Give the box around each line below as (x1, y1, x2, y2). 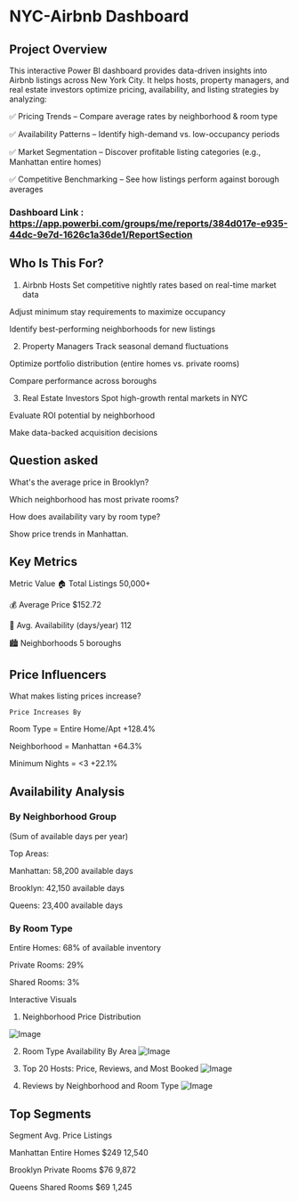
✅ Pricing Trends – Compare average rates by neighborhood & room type (9, 111, 278, 121)
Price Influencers (9, 666, 107, 682)
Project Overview (9, 42, 108, 57)
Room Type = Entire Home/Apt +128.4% (9, 723, 156, 734)
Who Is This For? (9, 256, 104, 271)
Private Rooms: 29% (9, 960, 85, 970)
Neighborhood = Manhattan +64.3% (9, 741, 142, 752)
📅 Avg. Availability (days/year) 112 (9, 620, 132, 631)
